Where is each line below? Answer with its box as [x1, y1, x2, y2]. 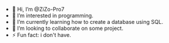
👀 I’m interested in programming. [11, 12, 94, 19]
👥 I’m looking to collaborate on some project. [11, 24, 124, 32]
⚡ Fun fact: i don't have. [11, 32, 71, 38]
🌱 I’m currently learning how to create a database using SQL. [11, 19, 164, 25]
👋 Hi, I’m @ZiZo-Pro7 [11, 6, 65, 13]
